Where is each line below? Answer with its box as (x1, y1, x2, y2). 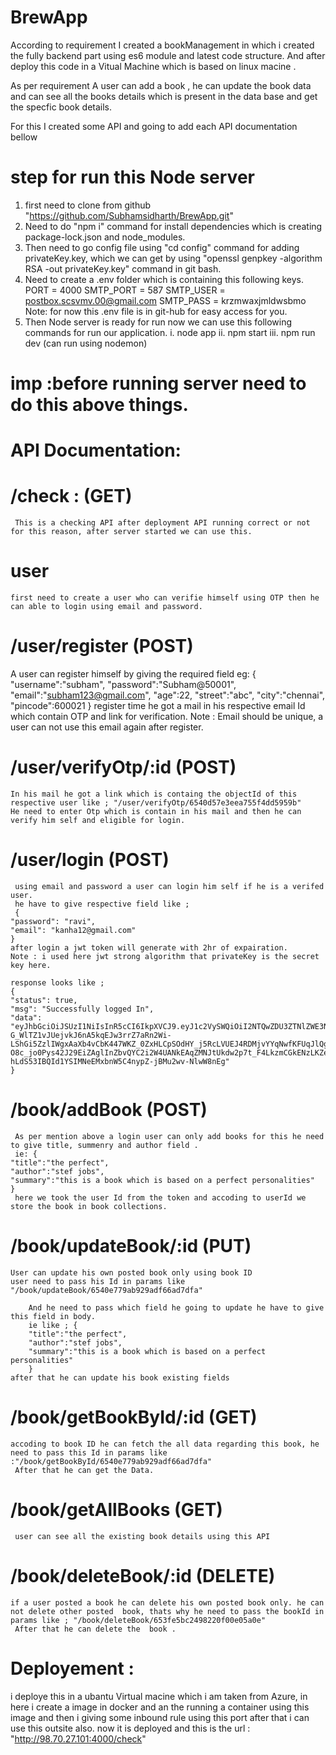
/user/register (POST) (10, 635, 194, 658)
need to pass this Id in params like (10, 1447, 168, 1458)
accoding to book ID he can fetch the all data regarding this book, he (10, 1439, 320, 1449)
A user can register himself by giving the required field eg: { (10, 668, 257, 680)
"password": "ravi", (10, 916, 97, 926)
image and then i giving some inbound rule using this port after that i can (10, 1711, 310, 1723)
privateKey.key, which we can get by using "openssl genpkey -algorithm (24, 252, 323, 264)
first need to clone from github (24, 199, 152, 211)
